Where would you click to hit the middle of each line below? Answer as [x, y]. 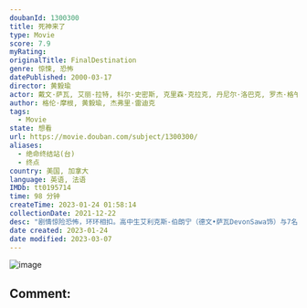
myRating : [28, 52]
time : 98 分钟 [35, 196]
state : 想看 [31, 129]
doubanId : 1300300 [44, 18]
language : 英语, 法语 [48, 179]
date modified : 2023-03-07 [61, 239]
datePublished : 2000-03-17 [61, 78]
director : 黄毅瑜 [40, 86]
